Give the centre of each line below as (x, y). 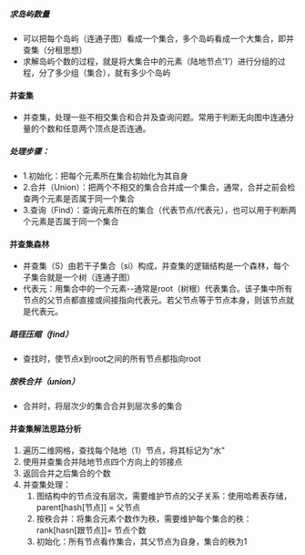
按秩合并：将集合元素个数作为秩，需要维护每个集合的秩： (144, 519)
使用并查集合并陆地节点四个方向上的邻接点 (102, 462)
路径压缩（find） (41, 334)
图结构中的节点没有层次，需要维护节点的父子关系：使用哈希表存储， (164, 496)
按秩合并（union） (45, 381)
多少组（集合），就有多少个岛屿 (112, 72)
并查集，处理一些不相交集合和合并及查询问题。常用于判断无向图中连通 (154, 118)
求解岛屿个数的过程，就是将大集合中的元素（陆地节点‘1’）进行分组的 (150, 61)
